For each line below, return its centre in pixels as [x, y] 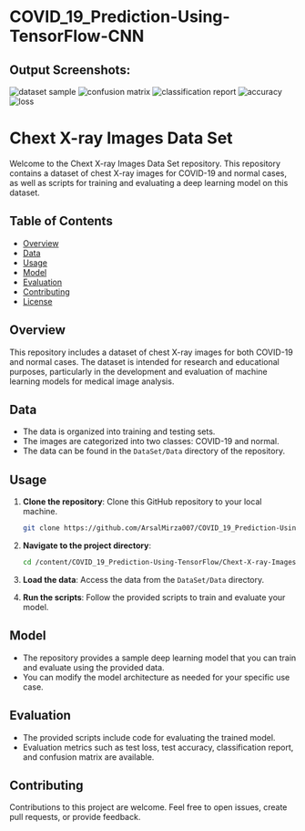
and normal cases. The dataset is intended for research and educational [145, 361]
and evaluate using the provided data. [94, 667]
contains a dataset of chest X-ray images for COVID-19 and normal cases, [148, 173]
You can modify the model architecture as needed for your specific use [156, 677]
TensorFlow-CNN [77, 36]
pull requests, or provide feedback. [75, 817]
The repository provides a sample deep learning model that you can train [159, 658]
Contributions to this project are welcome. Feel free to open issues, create [148, 807]
